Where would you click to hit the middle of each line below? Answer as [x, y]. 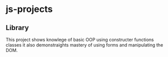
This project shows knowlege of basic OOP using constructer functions [80, 39]
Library [17, 28]
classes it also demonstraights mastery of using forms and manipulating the [85, 45]
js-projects [29, 9]
